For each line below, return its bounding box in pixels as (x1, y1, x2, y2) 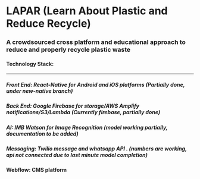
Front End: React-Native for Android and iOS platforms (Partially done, (6, 81, 185, 88)
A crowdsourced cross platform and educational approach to (6, 38, 186, 46)
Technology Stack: (6, 60, 54, 67)
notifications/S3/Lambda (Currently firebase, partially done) (6, 109, 161, 116)
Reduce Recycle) (6, 17, 91, 30)
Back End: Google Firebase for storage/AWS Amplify (6, 102, 140, 109)
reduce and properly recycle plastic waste (6, 46, 131, 54)
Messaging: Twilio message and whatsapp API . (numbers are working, (6, 145, 187, 152)
